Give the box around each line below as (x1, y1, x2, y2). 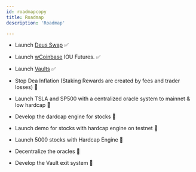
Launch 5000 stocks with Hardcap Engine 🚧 (14, 136, 124, 143)
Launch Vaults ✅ (14, 65, 56, 72)
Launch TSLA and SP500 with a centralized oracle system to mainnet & (14, 95, 190, 102)
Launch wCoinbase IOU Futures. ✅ (14, 53, 101, 60)
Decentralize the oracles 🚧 (14, 148, 81, 155)
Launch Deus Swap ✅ (14, 41, 69, 48)
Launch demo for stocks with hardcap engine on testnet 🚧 (14, 125, 158, 132)
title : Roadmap (6, 14, 44, 20)
